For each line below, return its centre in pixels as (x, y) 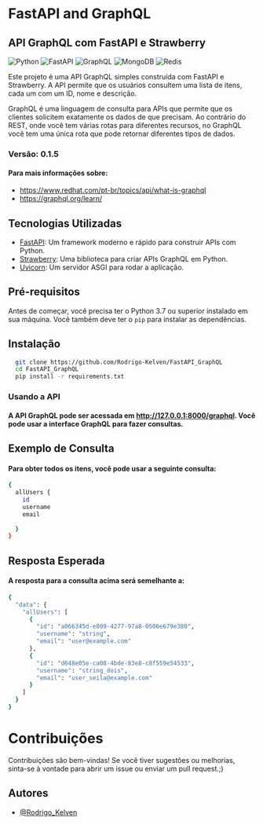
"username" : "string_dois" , (82, 670)
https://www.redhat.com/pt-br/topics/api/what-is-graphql (113, 190)
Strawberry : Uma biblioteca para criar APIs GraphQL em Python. (124, 258)
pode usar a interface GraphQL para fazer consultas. (96, 423)
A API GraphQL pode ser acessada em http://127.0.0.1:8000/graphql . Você (132, 415)
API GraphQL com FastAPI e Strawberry (107, 43)
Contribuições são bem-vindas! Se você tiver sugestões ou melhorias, (122, 760)
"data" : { (31, 605)
